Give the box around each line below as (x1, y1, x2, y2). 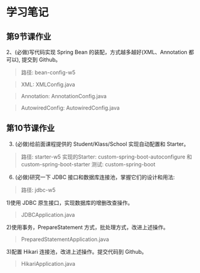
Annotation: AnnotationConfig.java (20, 93, 107, 99)
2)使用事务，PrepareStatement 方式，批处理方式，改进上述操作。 (6, 224, 169, 231)
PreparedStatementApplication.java (20, 236, 110, 243)
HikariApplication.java (20, 260, 75, 267)
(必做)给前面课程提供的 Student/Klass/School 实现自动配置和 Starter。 (14, 140, 190, 148)
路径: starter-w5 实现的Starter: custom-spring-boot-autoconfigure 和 (20, 153, 193, 160)
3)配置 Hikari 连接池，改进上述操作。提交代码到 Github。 (6, 248, 148, 255)
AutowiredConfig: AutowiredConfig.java (20, 104, 120, 111)
